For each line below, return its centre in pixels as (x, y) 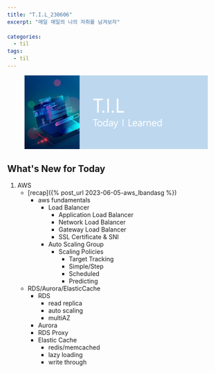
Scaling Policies (81, 252)
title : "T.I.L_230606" (40, 15)
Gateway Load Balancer (92, 229)
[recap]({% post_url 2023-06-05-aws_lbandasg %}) (102, 193)
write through (67, 362)
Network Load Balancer (92, 223)
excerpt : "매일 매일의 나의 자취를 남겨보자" (64, 22)
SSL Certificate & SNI (89, 237)
